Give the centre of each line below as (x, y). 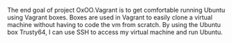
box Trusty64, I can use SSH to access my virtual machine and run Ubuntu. (115, 32)
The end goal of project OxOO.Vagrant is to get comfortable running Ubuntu (116, 10)
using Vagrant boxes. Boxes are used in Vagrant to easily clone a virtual (110, 17)
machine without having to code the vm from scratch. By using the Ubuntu (114, 25)
